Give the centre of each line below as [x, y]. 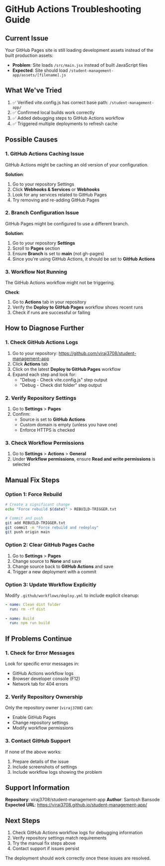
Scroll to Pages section [36, 248]
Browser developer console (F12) [46, 679]
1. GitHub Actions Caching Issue [45, 154]
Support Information [37, 787]
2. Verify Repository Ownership [44, 696]
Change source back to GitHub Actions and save [63, 566]
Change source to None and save [47, 561]
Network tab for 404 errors [40, 684]
